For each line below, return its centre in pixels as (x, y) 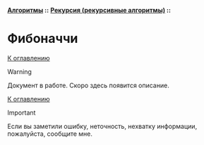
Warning (19, 71)
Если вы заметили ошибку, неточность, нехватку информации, (102, 126)
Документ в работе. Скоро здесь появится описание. (88, 85)
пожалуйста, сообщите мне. (50, 134)
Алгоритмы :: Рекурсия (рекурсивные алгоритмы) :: (89, 10)
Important (22, 113)
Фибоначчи (43, 39)
